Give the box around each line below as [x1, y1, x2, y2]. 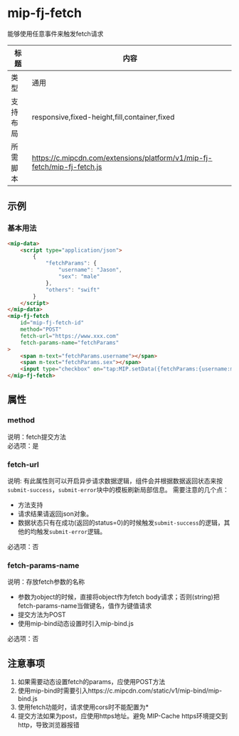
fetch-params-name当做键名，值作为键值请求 [17, 602, 152, 610]
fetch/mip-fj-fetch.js [31, 161, 102, 171]
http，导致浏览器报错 [17, 720, 80, 730]
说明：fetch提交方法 [7, 432, 66, 441]
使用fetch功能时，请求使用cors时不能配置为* [17, 703, 149, 712]
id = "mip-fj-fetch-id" [20, 319, 84, 326]
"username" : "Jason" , [58, 267, 122, 274]
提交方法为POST [17, 610, 66, 619]
